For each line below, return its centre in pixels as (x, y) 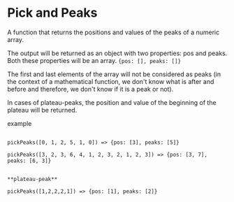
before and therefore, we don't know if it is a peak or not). (90, 89)
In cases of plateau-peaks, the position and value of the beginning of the (112, 102)
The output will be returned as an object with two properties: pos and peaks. (117, 53)
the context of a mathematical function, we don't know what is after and (111, 81)
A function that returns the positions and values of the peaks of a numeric (114, 32)
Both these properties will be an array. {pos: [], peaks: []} (94, 60)
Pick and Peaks (52, 13)
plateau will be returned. (42, 110)
